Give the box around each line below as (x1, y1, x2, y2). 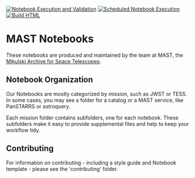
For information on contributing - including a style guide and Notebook (6, 159, 177, 166)
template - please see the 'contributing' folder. (6, 165, 118, 172)
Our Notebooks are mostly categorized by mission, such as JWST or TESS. (6, 90, 187, 97)
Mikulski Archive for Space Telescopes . (6, 57, 101, 64)
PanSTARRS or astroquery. (6, 102, 71, 109)
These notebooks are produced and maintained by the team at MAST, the (6, 52, 183, 59)
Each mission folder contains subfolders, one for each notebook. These (6, 114, 179, 121)
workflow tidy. (6, 126, 40, 133)
